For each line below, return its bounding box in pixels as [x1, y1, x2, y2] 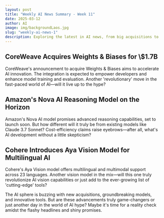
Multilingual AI [5, 153, 50, 162]
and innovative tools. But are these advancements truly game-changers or [5, 197, 155, 203]
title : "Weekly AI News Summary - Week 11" [5, 12, 95, 17]
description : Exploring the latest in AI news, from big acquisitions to [5, 35, 159, 40]
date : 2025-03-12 [5, 16, 41, 21]
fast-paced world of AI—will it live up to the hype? [5, 81, 106, 87]
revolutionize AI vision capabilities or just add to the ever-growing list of [5, 177, 150, 183]
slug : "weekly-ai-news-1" [5, 30, 58, 35]
